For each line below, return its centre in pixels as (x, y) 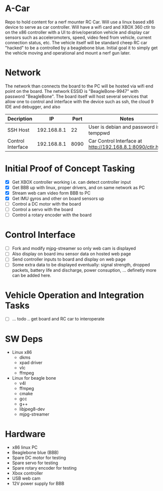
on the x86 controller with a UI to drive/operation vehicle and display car (77, 32)
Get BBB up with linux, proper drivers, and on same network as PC (78, 187)
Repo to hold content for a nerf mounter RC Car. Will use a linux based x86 (80, 22)
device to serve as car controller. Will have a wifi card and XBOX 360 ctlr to (80, 27)
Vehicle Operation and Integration (74, 295)
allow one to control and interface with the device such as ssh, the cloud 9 (79, 101)
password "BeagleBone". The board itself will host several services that (76, 96)
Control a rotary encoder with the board (52, 215)
